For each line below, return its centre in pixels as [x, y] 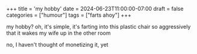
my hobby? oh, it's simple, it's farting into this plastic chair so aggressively [98, 27]
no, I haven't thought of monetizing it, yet [57, 45]
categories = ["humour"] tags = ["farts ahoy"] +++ [69, 15]
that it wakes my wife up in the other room [58, 33]
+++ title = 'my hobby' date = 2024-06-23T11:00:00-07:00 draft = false [95, 9]
